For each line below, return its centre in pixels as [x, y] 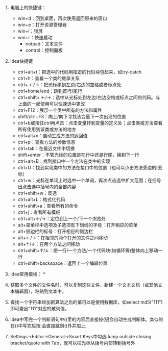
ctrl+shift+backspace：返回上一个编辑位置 [63, 263]
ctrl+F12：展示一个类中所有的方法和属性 [60, 110]
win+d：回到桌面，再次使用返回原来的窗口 [62, 18]
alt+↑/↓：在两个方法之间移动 [49, 244]
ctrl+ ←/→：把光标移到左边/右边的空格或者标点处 [69, 85]
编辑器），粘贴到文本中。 [40, 291]
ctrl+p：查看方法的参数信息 [46, 142]
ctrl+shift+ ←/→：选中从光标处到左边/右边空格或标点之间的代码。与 [89, 97]
